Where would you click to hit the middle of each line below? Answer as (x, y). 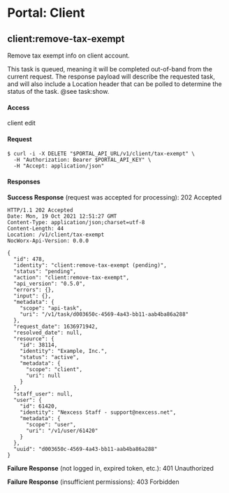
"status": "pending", (45, 271)
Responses (24, 181)
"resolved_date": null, (48, 333)
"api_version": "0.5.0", (50, 284)
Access (19, 107)
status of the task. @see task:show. (58, 91)
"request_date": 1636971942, (56, 326)
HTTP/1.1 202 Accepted (40, 210)
